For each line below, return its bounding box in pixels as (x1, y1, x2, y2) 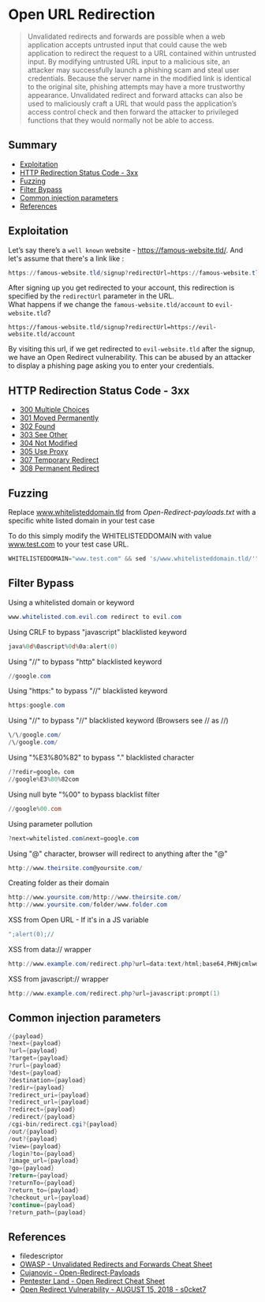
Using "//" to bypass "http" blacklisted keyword (8, 657, 162, 666)
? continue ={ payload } (8, 1201, 77, 1209)
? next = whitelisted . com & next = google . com (8, 835, 140, 842)
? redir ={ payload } (8, 1083, 65, 1091)
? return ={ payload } (8, 1172, 69, 1180)
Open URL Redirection (8, 6, 155, 24)
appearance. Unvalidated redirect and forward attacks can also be (27, 90, 243, 99)
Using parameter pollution (8, 819, 93, 828)
